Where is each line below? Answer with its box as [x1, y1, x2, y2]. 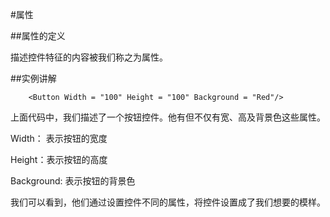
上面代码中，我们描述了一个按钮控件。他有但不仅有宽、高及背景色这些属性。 [10, 111, 326, 123]
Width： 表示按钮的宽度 [10, 133, 108, 144]
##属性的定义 [10, 30, 66, 42]
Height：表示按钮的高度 [10, 154, 108, 165]
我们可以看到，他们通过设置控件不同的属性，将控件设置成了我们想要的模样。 [10, 196, 326, 208]
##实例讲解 [10, 73, 57, 84]
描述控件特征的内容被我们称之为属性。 [10, 51, 168, 63]
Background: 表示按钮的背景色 [10, 175, 136, 187]
